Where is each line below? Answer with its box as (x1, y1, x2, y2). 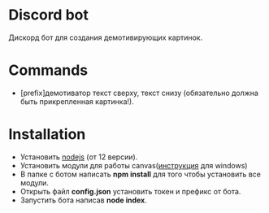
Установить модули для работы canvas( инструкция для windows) (20, 160, 248, 170)
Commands (8, 61, 89, 80)
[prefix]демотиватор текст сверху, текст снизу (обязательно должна (20, 88, 258, 98)
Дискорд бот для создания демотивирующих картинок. (8, 33, 203, 42)
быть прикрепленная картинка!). (20, 96, 134, 106)
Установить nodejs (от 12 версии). (20, 152, 138, 162)
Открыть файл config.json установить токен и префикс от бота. (20, 186, 241, 196)
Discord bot (8, 6, 89, 24)
